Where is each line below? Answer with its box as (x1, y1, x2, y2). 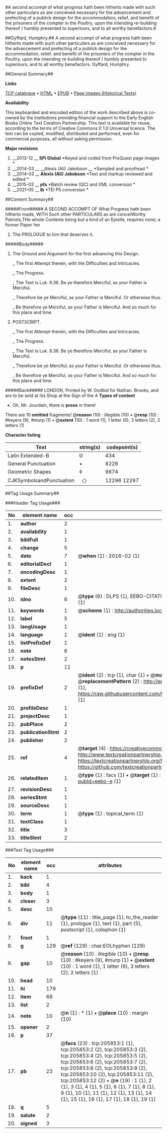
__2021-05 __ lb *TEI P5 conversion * (12, 187, 88, 193)
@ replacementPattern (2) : (78, 678, 143, 684)
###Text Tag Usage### (5, 847, 54, 853)
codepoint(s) (106, 444, 138, 451)
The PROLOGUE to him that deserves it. (12, 231, 94, 237)
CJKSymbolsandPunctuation (7, 477, 75, 484)
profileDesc (20, 705, 49, 711)
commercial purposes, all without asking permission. (5, 136, 113, 142)
